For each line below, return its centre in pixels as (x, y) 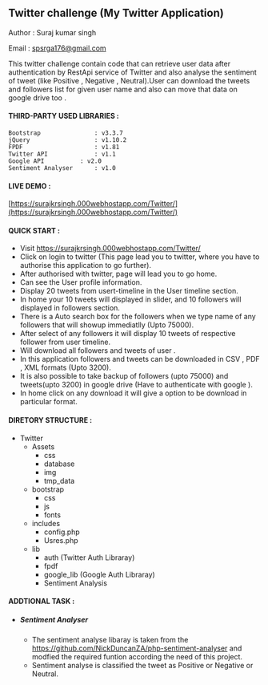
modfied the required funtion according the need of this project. (137, 657)
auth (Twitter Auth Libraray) (89, 557)
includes (46, 523)
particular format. (48, 402)
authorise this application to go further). (86, 265)
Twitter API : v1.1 (62, 154)
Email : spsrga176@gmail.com (57, 48)
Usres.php (61, 540)
